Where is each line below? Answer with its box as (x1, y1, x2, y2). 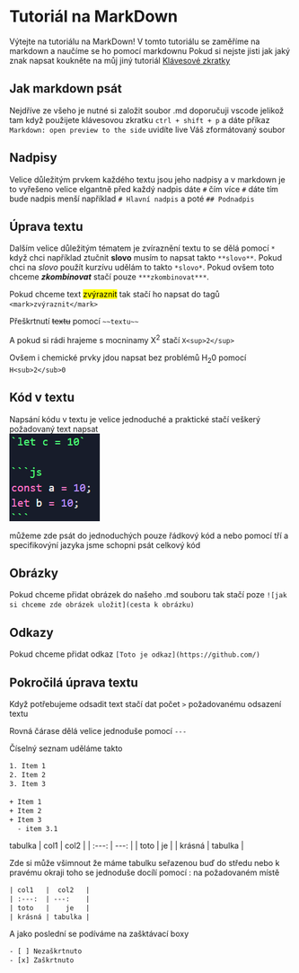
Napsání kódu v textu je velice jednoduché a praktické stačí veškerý (9, 413, 261, 424)
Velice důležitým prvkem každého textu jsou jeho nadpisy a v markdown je (9, 173, 286, 185)
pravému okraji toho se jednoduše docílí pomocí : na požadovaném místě (9, 867, 280, 878)
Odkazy (9, 624, 54, 640)
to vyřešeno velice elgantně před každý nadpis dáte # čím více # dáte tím (9, 183, 278, 194)
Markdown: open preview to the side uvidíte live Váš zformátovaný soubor (9, 124, 286, 135)
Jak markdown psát (9, 81, 123, 96)
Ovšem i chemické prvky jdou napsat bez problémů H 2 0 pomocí (9, 352, 247, 365)
